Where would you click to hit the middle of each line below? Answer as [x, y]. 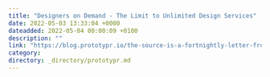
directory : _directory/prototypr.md [70, 61]
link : [17, 46]
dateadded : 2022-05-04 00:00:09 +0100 [73, 30]
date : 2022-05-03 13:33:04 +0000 [64, 23]
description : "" [35, 38]
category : [25, 53]
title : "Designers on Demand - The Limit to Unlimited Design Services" [133, 16]
